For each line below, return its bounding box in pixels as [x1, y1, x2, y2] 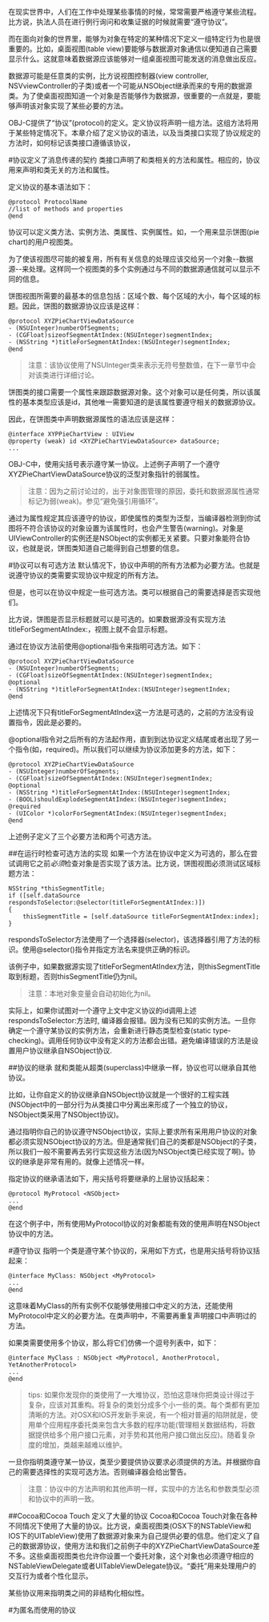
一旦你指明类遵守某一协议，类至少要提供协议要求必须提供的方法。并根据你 [8, 1457, 254, 1467]
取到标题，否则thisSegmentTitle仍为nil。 [8, 972, 142, 981]
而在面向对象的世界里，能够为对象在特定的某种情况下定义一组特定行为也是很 [8, 34, 261, 43]
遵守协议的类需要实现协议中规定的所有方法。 [14, 571, 163, 580]
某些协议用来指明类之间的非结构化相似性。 [8, 1588, 149, 1597]
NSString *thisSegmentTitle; [8, 885, 106, 893]
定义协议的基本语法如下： [8, 183, 93, 191]
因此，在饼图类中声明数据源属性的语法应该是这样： [8, 415, 177, 424]
